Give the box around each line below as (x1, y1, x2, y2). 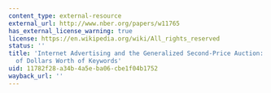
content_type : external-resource (8, 11, 122, 20)
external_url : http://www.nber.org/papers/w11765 (8, 19, 181, 27)
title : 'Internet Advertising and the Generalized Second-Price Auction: (8, 49, 264, 57)
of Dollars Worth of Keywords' (15, 57, 122, 66)
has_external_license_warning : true (8, 27, 133, 35)
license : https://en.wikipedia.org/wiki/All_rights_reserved (8, 34, 221, 43)
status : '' (8, 42, 46, 50)
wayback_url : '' (8, 72, 63, 80)
